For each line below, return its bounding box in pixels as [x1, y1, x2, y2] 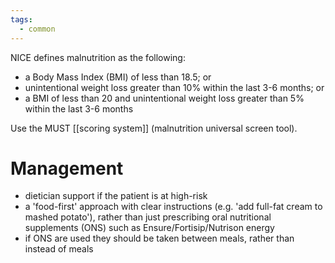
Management [10, 157, 124, 180]
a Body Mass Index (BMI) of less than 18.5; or [24, 71, 212, 83]
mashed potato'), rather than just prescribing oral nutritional [24, 211, 272, 223]
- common [19, 24, 56, 34]
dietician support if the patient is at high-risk [24, 190, 208, 202]
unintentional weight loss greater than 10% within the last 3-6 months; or [24, 81, 325, 93]
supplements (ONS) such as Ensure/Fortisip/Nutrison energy [24, 222, 275, 234]
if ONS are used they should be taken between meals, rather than [24, 232, 295, 245]
